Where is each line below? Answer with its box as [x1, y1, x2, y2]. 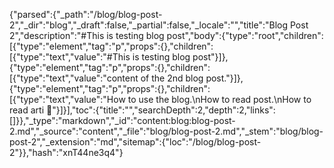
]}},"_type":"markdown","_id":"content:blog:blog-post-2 [9, 115, 236, 126]
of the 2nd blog [140, 72, 204, 84]
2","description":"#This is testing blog [9, 30, 165, 41]
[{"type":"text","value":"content [9, 72, 139, 84]
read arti [9, 104, 45, 116]
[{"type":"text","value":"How [9, 94, 126, 105]
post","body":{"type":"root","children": [166, 30, 324, 41]
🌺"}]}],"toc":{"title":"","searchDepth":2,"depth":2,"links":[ [45, 104, 276, 116]
